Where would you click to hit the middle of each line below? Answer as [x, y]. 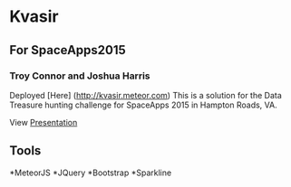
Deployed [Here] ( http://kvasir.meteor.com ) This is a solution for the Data [146, 95]
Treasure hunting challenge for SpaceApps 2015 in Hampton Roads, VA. [144, 105]
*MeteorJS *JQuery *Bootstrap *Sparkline [91, 173]
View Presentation [44, 122]
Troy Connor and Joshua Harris [80, 76]
